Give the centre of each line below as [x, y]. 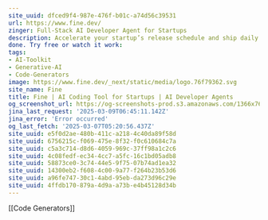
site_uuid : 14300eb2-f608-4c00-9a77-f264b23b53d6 [93, 171]
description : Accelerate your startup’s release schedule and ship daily [134, 38]
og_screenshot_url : [41, 104]
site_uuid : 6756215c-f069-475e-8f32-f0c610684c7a [93, 141]
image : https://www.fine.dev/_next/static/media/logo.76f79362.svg [123, 82]
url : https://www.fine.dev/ [55, 23]
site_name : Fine [35, 89]
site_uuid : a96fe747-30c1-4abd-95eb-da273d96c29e [93, 178]
